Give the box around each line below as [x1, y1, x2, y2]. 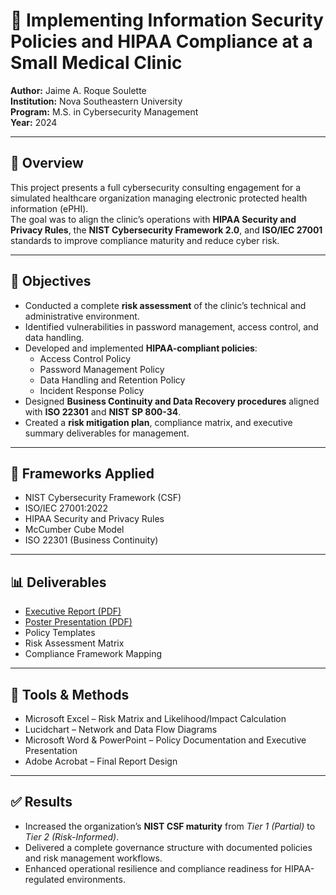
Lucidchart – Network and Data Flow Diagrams [24, 724, 218, 735]
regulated [24, 873, 65, 885]
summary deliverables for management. [24, 427, 190, 439]
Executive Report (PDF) [24, 605, 122, 618]
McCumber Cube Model [24, 524, 125, 536]
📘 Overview [10, 155, 84, 172]
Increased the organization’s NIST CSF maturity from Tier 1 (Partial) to [24, 820, 316, 832]
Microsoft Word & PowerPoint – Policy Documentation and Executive [24, 734, 307, 746]
